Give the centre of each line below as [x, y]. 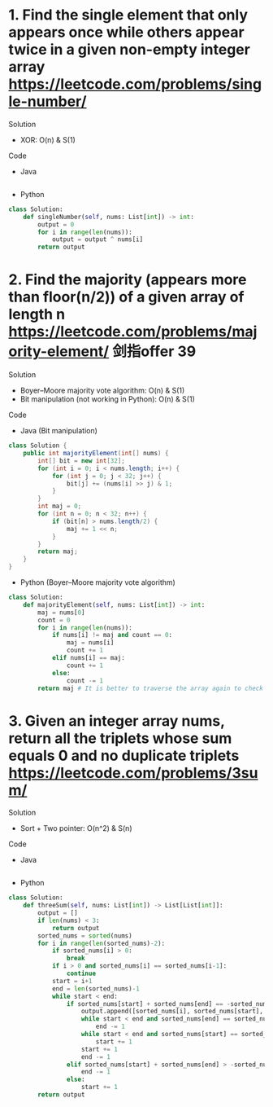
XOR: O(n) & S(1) [48, 139]
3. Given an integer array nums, [117, 720]
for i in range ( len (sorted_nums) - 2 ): [101, 943]
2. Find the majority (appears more [128, 280]
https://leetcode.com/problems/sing [135, 84]
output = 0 [56, 224]
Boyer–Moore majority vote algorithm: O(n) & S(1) [102, 391]
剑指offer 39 [154, 351]
